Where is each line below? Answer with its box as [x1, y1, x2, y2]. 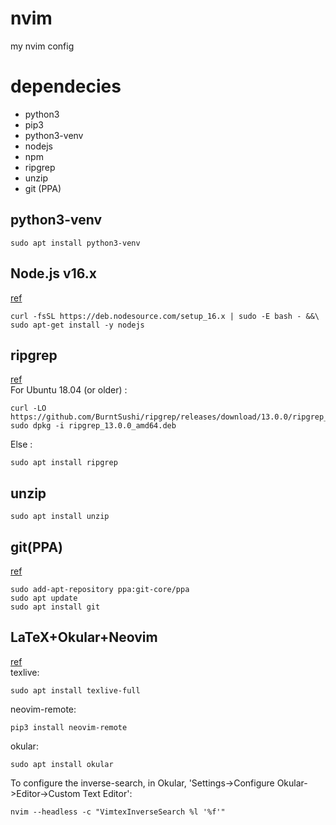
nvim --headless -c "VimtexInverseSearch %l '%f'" [10, 807, 226, 817]
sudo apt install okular [10, 759, 114, 769]
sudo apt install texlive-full [10, 685, 141, 696]
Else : [10, 438, 33, 451]
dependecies [10, 75, 122, 98]
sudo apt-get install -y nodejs [10, 320, 145, 330]
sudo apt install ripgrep [10, 458, 118, 468]
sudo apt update [10, 593, 78, 603]
